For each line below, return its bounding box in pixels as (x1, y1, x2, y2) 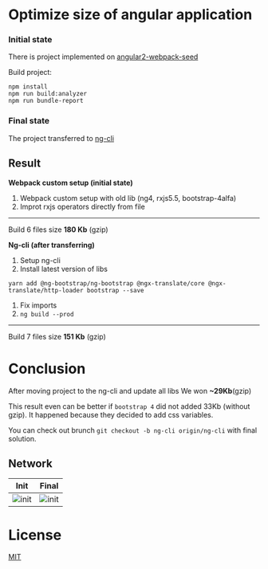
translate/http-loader (8, 286, 84, 294)
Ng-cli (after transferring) (8, 240, 96, 249)
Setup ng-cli (19, 255, 61, 265)
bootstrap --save (86, 286, 145, 294)
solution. (8, 434, 37, 443)
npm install (8, 83, 48, 91)
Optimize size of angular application (8, 6, 253, 24)
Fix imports (19, 300, 57, 310)
